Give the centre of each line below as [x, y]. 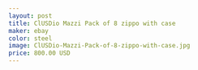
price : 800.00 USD [39, 53]
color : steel [30, 38]
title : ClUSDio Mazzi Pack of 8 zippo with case [92, 23]
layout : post [30, 16]
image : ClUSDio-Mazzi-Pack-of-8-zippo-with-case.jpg [99, 46]
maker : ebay [28, 31]
